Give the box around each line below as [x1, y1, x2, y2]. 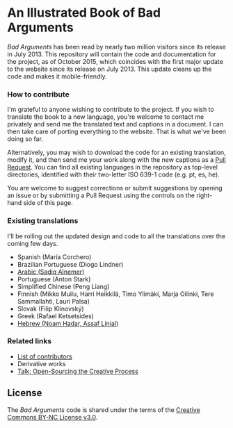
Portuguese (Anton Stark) [17, 274, 91, 283]
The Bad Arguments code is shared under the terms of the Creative [7, 405, 200, 414]
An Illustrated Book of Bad [7, 5, 161, 21]
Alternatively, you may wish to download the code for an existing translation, [7, 148, 226, 157]
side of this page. [23, 199, 73, 207]
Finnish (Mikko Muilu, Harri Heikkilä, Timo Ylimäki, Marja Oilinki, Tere [17, 290, 214, 298]
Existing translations [7, 216, 79, 226]
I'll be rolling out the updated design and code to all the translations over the [7, 231, 226, 240]
